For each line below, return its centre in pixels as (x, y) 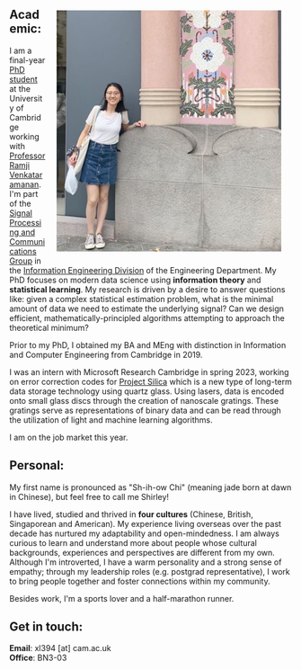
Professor (27, 156)
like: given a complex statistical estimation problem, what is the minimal (142, 299)
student (23, 79)
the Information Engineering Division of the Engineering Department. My (143, 270)
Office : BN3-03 (38, 658)
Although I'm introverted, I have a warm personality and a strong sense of (146, 562)
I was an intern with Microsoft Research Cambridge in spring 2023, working (149, 371)
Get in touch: (46, 627)
